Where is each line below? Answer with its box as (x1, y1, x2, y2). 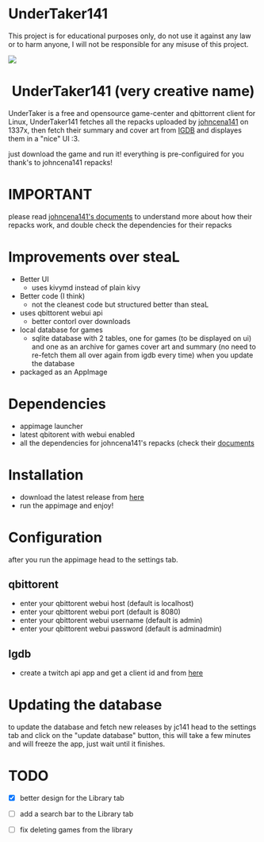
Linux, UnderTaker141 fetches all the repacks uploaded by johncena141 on (8, 117, 249, 126)
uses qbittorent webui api (19, 307, 103, 318)
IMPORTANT (8, 186, 93, 203)
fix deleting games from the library (19, 825, 133, 835)
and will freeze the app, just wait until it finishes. (8, 740, 166, 749)
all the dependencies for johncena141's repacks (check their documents (19, 438, 255, 447)
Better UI (19, 274, 49, 284)
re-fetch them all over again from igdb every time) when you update (31, 350, 254, 360)
